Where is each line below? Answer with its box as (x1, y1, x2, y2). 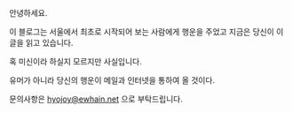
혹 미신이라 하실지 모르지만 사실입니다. (9, 56, 142, 66)
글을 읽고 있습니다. (9, 38, 74, 48)
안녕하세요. (9, 8, 48, 18)
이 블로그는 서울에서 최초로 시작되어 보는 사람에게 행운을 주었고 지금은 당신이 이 (9, 26, 284, 37)
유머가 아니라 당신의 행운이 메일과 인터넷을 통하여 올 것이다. (9, 75, 216, 86)
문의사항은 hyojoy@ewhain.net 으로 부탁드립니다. (9, 94, 184, 104)
